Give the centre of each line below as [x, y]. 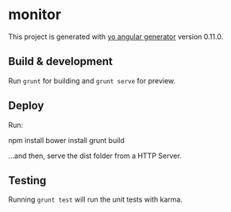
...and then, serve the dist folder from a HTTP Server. [95, 156]
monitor [35, 15]
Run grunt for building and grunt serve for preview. [92, 80]
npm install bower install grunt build [67, 140]
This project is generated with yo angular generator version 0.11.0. [116, 37]
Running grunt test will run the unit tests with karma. [95, 199]
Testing [27, 180]
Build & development [60, 62]
